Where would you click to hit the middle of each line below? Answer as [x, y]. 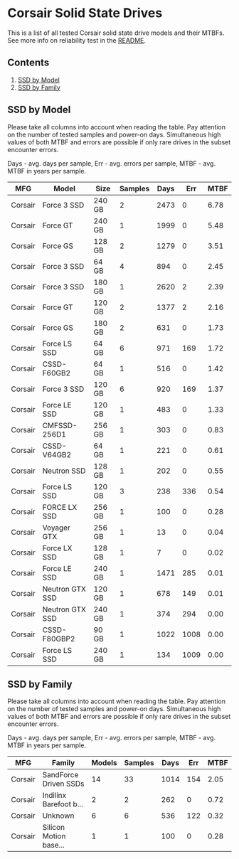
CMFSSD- [60, 425]
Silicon [54, 828]
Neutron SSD [64, 471]
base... [54, 845]
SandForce [60, 775]
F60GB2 [57, 373]
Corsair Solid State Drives [85, 13]
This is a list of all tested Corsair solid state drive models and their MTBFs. [116, 33]
